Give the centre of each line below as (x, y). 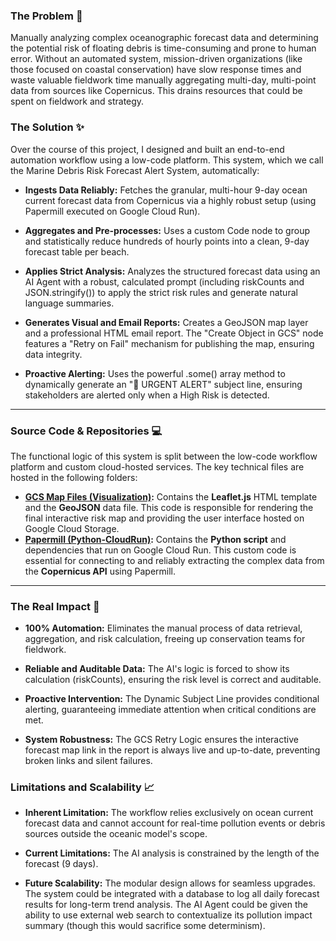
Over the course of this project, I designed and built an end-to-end (147, 149)
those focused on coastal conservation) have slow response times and (156, 70)
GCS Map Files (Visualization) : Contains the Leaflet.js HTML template (171, 496)
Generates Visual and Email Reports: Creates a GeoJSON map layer (166, 322)
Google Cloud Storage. (72, 528)
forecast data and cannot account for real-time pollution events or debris (175, 823)
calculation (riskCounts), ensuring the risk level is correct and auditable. (173, 680)
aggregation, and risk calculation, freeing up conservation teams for (165, 639)
